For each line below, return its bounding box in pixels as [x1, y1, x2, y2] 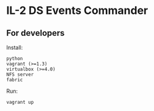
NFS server [6, 72, 34, 78]
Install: [6, 44, 23, 51]
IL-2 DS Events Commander [6, 4, 148, 18]
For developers [6, 28, 65, 38]
